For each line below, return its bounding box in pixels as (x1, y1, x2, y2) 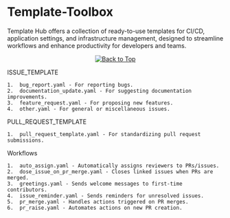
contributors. (7, 186, 48, 193)
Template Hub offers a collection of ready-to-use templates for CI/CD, (7, 27, 205, 35)
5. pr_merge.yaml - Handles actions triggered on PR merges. (7, 198, 189, 205)
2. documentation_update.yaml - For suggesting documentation (7, 87, 192, 94)
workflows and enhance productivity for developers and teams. (7, 41, 187, 50)
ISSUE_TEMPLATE (7, 68, 59, 76)
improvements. (7, 94, 48, 100)
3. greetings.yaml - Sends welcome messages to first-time (7, 180, 183, 187)
